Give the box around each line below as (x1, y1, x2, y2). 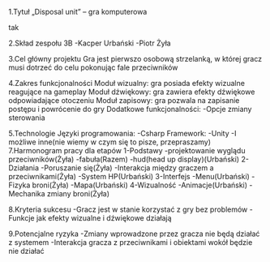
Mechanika (8, 189, 46, 198)
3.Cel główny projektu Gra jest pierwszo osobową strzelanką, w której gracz (8, 54, 262, 63)
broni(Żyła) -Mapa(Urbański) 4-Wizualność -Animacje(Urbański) (32, 180, 248, 190)
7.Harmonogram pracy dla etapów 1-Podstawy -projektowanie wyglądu (8, 146, 246, 155)
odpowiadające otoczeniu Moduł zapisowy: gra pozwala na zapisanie (8, 96, 240, 105)
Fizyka (8, 180, 31, 190)
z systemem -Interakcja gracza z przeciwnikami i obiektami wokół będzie (8, 238, 253, 247)
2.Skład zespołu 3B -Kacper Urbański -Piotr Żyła (8, 38, 172, 48)
